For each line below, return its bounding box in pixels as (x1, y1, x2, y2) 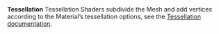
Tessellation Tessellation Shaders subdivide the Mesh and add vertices (7, 5, 213, 13)
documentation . (7, 20, 53, 28)
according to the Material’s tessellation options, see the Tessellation (7, 12, 202, 20)
